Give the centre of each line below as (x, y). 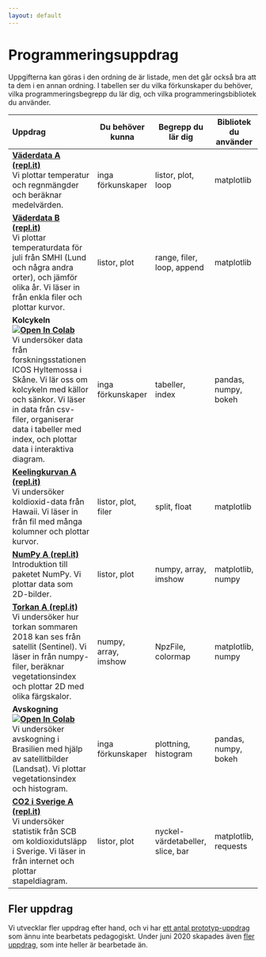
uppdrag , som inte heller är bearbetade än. (78, 945)
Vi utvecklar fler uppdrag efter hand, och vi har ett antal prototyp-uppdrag (129, 928)
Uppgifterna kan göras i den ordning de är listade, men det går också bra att (132, 77)
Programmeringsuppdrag (94, 54)
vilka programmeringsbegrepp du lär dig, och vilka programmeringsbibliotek (133, 94)
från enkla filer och (47, 297)
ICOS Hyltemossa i (47, 369)
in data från (34, 409)
